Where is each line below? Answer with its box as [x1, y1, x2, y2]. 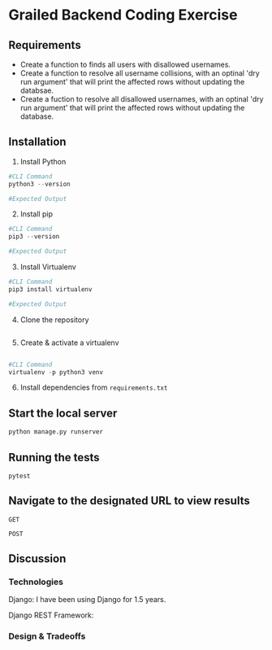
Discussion [8, 552, 67, 566]
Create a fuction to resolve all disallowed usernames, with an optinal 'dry [19, 94, 264, 103]
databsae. [19, 85, 54, 95]
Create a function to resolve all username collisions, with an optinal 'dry [19, 68, 260, 78]
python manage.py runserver [8, 428, 104, 436]
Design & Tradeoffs [8, 630, 86, 642]
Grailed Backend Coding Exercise [8, 6, 238, 24]
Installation [8, 135, 67, 149]
